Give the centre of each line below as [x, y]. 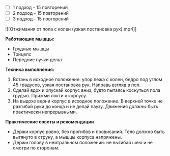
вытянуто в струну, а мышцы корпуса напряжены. [67, 137]
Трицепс [22, 54]
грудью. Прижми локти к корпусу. [50, 96]
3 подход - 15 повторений [40, 19]
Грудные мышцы [31, 49]
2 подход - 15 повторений [40, 13]
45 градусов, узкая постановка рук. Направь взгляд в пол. [77, 85]
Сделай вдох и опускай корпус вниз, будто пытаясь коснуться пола [87, 90]
